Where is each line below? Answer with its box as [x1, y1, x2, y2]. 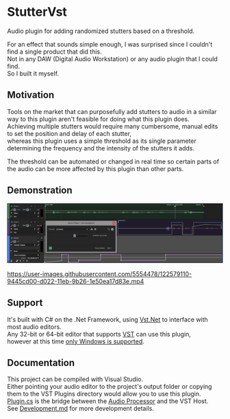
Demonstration [7, 185, 73, 196]
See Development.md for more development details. [7, 405, 154, 413]
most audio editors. [7, 322, 62, 330]
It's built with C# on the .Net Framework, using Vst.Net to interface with [7, 315, 209, 324]
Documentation [7, 357, 75, 369]
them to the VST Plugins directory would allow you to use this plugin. [7, 389, 201, 398]
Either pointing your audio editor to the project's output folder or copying [7, 383, 212, 391]
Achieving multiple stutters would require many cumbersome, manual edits [7, 122, 218, 131]
